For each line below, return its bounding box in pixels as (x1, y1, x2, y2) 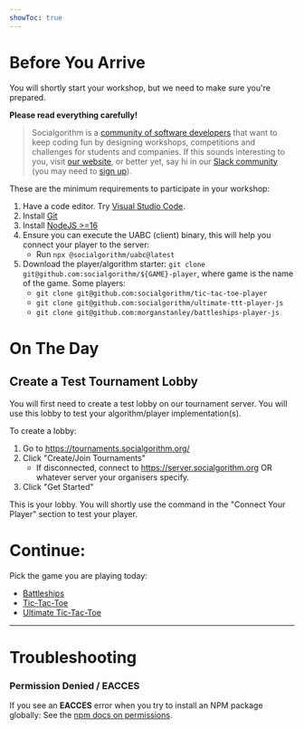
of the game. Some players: (22, 277, 126, 288)
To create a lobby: (9, 425, 77, 436)
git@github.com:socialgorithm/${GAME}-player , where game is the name (22, 268, 294, 279)
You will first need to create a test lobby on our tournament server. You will (9, 398, 288, 408)
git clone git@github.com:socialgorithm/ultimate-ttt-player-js (35, 298, 284, 308)
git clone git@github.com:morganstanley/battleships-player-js (35, 308, 280, 317)
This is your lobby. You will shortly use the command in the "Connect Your (9, 499, 286, 510)
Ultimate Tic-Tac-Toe (22, 607, 102, 618)
